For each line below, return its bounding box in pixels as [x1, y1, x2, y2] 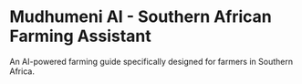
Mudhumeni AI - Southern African [9, 6, 272, 27]
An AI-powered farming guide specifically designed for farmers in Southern [9, 56, 294, 67]
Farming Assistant [9, 26, 152, 47]
